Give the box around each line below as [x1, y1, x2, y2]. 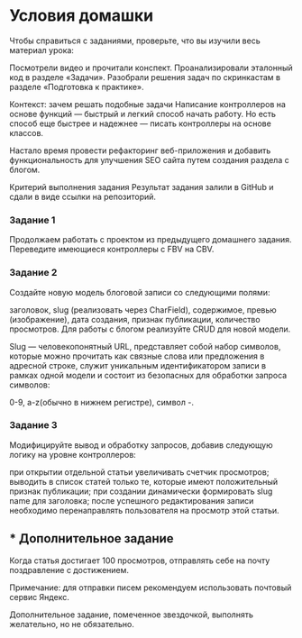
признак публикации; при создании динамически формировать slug [9, 486, 273, 497]
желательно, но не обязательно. [9, 618, 135, 629]
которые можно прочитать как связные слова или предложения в [9, 351, 265, 361]
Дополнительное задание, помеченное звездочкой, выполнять [9, 609, 254, 620]
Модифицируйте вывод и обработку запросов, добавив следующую [9, 439, 273, 451]
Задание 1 [9, 214, 56, 226]
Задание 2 [9, 267, 58, 279]
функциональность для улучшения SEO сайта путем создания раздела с [9, 154, 290, 165]
